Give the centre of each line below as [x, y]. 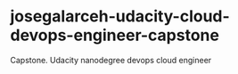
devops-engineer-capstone [115, 35]
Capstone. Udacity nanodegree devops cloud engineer [111, 60]
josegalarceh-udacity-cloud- [120, 16]
